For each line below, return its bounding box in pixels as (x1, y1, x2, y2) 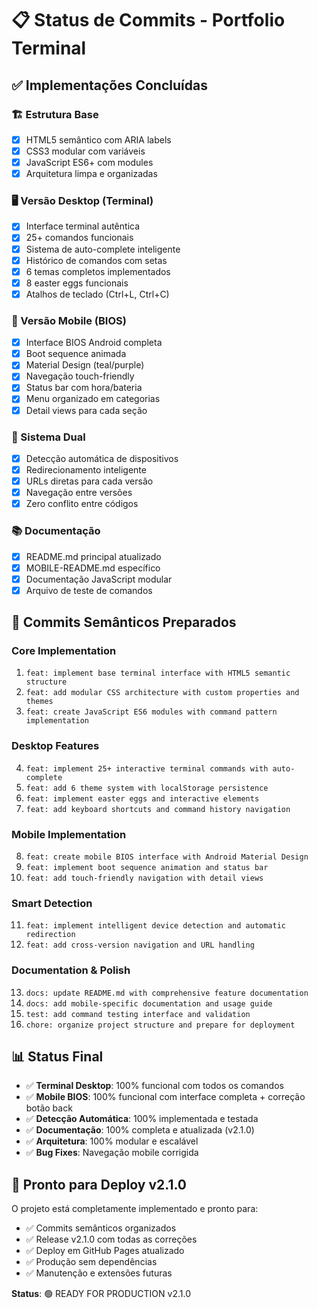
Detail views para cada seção (25, 404, 148, 416)
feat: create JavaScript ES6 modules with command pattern (25, 707, 278, 717)
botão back (25, 1102, 73, 1114)
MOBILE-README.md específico (25, 562, 161, 574)
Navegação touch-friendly (25, 370, 135, 382)
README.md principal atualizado (25, 550, 162, 562)
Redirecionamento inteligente (25, 463, 147, 476)
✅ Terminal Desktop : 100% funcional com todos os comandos (25, 1080, 284, 1092)
